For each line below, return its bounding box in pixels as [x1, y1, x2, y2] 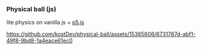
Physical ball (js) [6, 5, 57, 13]
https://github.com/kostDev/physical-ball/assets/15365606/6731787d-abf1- [6, 30, 196, 38]
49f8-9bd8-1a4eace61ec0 [6, 37, 73, 45]
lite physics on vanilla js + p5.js [6, 19, 84, 26]
